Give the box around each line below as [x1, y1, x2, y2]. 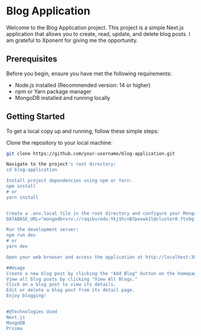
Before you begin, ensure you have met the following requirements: [6, 70, 172, 77]
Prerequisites [6, 54, 57, 64]
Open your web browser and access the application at [6, 254, 144, 260]
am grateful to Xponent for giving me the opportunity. [6, 36, 138, 44]
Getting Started [6, 112, 65, 122]
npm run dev [6, 232, 36, 239]
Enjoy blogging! [6, 293, 47, 299]
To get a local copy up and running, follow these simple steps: [6, 127, 159, 135]
